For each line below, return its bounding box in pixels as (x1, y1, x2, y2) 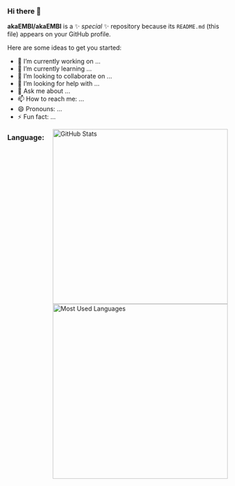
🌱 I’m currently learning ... (17, 64, 92, 73)
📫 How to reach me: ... (17, 94, 85, 103)
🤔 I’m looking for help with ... (17, 80, 100, 88)
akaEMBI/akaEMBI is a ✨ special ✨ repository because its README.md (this (7, 22, 220, 31)
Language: (7, 133, 45, 143)
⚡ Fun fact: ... (17, 113, 56, 121)
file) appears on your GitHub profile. (7, 30, 111, 38)
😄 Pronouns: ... (17, 105, 63, 113)
